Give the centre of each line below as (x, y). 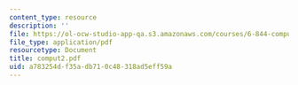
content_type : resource (53, 17)
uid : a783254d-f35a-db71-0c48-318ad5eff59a (91, 67)
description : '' (39, 26)
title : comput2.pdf (45, 58)
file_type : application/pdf (61, 42)
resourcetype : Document (53, 50)
